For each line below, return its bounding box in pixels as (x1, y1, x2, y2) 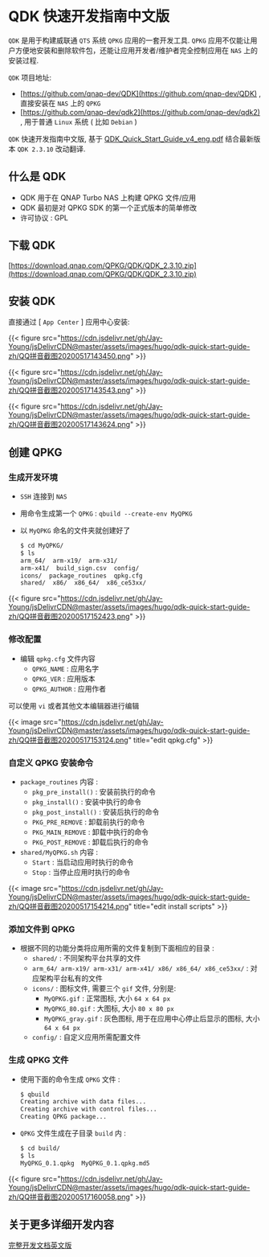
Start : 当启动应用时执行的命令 (31, 857, 134, 867)
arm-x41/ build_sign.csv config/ (19, 564, 140, 572)
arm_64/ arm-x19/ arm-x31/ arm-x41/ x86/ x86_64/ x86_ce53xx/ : (31, 963, 249, 973)
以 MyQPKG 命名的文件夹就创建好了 (19, 526, 131, 536)
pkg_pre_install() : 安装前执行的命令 (31, 787, 157, 796)
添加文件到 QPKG (8, 923, 75, 935)
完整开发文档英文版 (8, 1240, 72, 1251)
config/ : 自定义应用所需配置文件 (31, 1033, 141, 1042)
